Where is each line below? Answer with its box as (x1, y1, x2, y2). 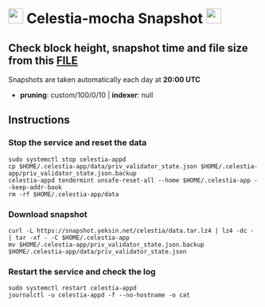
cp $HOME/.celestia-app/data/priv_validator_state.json (8, 162, 197, 171)
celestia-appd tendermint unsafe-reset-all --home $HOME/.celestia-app (8, 176, 251, 184)
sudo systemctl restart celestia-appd (8, 284, 137, 293)
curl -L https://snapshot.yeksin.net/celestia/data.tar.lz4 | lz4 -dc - (8, 226, 255, 234)
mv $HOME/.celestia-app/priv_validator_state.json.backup (8, 240, 205, 249)
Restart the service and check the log (8, 266, 157, 277)
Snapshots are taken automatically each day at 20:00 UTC (8, 75, 201, 84)
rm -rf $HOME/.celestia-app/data (8, 190, 119, 199)
